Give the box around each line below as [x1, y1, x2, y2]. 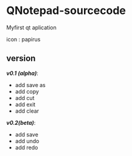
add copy [15, 88, 40, 95]
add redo [15, 144, 38, 151]
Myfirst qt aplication [6, 24, 57, 31]
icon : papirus [6, 35, 41, 43]
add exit [15, 101, 36, 108]
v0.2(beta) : [6, 119, 36, 126]
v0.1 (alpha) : [6, 69, 38, 77]
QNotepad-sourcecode [6, 4, 126, 18]
